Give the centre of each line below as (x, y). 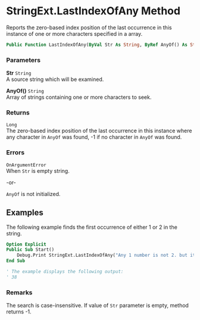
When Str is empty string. (38, 170)
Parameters (23, 60)
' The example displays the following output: (65, 272)
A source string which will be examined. (55, 79)
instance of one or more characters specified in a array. (74, 33)
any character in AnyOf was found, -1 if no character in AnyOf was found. (94, 137)
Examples (25, 213)
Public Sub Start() (30, 250)
